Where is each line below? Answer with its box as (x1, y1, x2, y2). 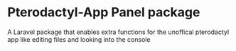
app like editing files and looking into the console (7, 35, 151, 43)
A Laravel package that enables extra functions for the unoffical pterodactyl (7, 28, 230, 36)
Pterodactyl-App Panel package (7, 4, 200, 21)
